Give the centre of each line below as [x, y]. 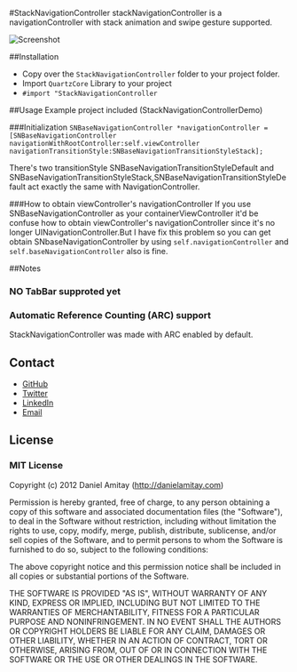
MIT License [36, 466]
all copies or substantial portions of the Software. [99, 576]
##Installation [34, 56]
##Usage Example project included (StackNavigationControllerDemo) [136, 110]
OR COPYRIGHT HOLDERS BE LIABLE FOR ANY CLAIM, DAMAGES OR [137, 631]
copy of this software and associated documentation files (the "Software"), [146, 511]
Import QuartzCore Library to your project [97, 83]
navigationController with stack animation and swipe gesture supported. [141, 22]
